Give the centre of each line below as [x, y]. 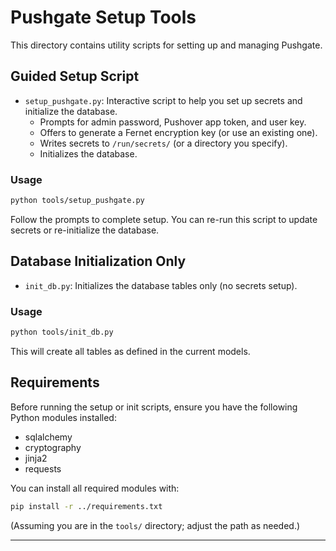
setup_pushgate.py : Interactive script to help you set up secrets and [163, 100]
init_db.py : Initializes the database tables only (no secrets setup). [161, 285]
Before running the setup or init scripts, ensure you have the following [154, 407]
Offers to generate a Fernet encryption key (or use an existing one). [178, 132]
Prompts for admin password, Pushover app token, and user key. [173, 122]
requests [43, 468]
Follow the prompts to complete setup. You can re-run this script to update [164, 219]
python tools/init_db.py [62, 332]
